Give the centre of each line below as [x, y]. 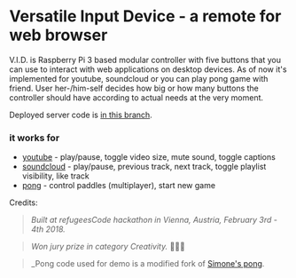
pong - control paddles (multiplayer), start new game [118, 186]
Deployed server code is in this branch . [81, 115]
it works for [35, 138]
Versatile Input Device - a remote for [145, 16]
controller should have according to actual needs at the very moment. [136, 97]
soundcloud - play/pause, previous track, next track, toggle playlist [144, 167]
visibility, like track [56, 176]
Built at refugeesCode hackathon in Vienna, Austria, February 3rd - [154, 220]
